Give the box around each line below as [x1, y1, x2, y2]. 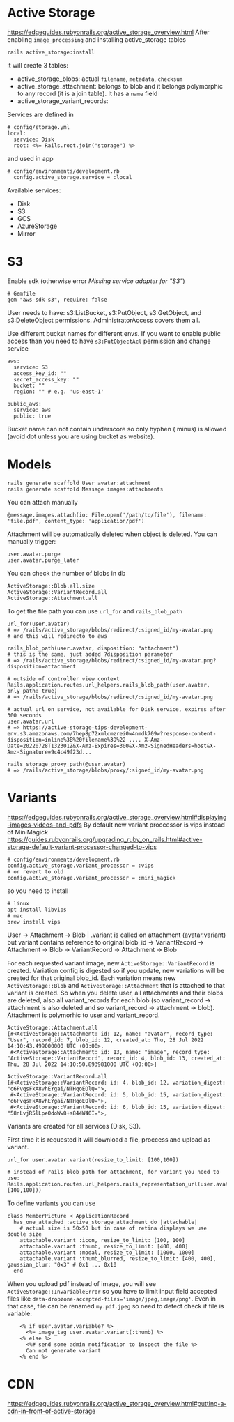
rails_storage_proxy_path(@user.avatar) [7, 760, 127, 767]
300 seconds [7, 712, 42, 719]
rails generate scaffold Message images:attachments [7, 486, 164, 493]
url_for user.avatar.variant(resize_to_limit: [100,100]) [7, 1156, 179, 1163]
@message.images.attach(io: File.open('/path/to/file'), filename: [7, 511, 208, 519]
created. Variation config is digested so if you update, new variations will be [7, 966, 225, 974]
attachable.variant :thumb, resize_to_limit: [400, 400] [19, 1243, 189, 1250]
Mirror [17, 229, 36, 238]
